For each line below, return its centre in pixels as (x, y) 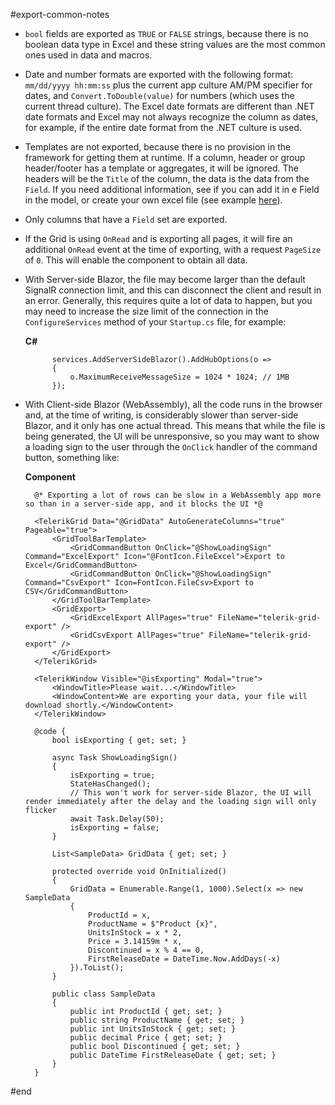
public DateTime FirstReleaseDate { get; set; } (173, 1055)
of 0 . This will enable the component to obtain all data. (136, 260)
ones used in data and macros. (88, 55)
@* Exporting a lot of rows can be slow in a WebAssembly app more (178, 495)
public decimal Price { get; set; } (146, 1038)
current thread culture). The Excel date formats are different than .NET (169, 106)
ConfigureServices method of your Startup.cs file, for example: (155, 322)
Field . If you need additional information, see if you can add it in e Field (172, 189)
